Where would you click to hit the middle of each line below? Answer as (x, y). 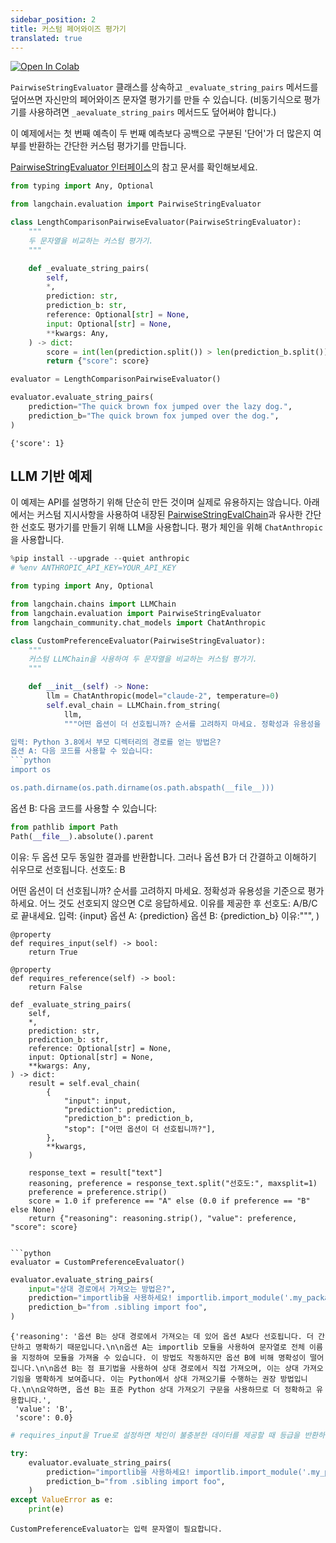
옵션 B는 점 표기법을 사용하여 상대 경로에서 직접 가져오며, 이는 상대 (176, 1369)
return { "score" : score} (98, 361)
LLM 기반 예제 (51, 476)
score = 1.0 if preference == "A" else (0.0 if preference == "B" (169, 1201)
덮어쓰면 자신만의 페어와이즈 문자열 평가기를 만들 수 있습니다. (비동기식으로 (156, 100)
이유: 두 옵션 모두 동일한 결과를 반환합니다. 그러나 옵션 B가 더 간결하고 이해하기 (163, 857)
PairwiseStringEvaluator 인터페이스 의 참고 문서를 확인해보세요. (134, 167)
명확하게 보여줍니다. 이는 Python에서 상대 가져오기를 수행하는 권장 (155, 1379)
